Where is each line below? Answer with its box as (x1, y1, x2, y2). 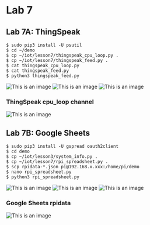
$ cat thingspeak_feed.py (6, 68, 69, 74)
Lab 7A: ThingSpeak (6, 27, 81, 37)
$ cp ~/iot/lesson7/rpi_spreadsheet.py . (6, 159, 109, 165)
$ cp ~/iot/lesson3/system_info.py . (6, 154, 98, 160)
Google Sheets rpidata (6, 199, 71, 207)
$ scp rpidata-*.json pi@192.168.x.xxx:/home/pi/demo (6, 164, 140, 170)
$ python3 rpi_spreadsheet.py (6, 174, 80, 180)
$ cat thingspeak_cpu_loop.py (6, 63, 80, 68)
